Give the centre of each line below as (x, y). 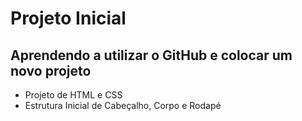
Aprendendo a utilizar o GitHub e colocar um (151, 55)
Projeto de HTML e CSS (73, 95)
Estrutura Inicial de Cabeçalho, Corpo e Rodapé (123, 105)
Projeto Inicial (68, 18)
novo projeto (51, 70)
